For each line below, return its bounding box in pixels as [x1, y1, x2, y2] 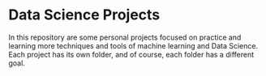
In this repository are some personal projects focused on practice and [8, 32, 242, 42]
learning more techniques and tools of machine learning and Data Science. [8, 40, 258, 50]
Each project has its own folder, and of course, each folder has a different [8, 49, 254, 59]
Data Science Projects [8, 6, 161, 24]
